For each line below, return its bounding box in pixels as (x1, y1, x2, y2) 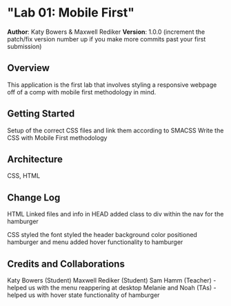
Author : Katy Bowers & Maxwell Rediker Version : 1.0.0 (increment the (7, 28, 205, 36)
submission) (7, 42, 42, 50)
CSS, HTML (7, 172, 41, 180)
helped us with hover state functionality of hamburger (7, 291, 160, 299)
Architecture (7, 153, 63, 165)
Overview (7, 62, 50, 74)
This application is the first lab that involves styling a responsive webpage (7, 81, 217, 89)
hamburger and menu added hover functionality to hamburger (7, 238, 183, 246)
